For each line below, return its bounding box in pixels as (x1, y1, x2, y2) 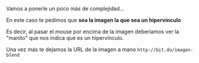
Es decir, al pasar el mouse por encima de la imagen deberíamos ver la (6, 28, 179, 35)
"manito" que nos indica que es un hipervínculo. (6, 34, 124, 41)
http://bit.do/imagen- (137, 47, 194, 53)
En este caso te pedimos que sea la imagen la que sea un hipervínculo (6, 17, 181, 23)
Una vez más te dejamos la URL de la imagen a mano (6, 46, 137, 53)
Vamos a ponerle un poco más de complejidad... (6, 5, 125, 12)
